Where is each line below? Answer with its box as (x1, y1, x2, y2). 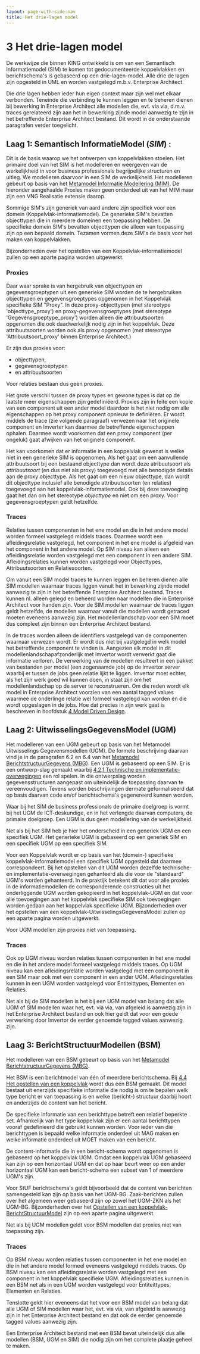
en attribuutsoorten (14, 369, 62, 376)
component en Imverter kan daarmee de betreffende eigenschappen (6, 423, 174, 430)
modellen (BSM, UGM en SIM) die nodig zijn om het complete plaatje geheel (6, 1336, 193, 1343)
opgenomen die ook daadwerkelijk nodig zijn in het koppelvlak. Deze (6, 320, 175, 327)
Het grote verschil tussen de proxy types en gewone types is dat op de (6, 391, 180, 399)
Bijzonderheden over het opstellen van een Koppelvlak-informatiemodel (6, 248, 183, 255)
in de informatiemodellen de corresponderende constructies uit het (6, 882, 171, 890)
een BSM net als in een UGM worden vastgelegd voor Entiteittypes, (6, 1281, 171, 1289)
